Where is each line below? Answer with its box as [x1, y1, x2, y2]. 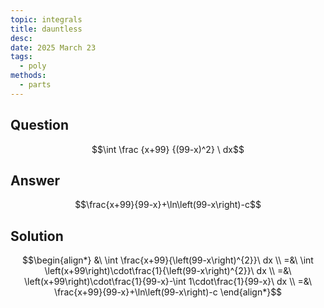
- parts [19, 80, 52, 90]
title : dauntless [10, 24, 83, 34]
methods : [10, 71, 47, 81]
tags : [10, 52, 33, 62]
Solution [10, 227, 64, 245]
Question [10, 117, 69, 134]
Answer [10, 172, 61, 189]
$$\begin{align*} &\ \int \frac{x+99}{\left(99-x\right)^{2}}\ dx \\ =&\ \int [22, 254, 314, 266]
